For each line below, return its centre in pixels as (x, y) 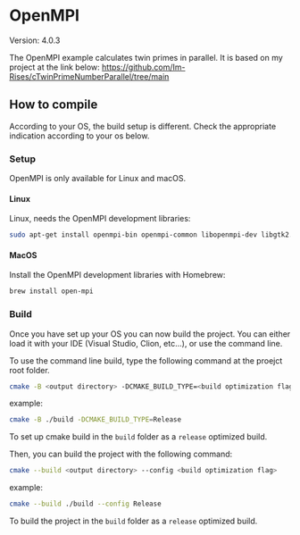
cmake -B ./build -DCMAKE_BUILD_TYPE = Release (95, 420)
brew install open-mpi (51, 291)
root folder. (30, 370)
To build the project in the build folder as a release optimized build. (133, 521)
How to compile (54, 105)
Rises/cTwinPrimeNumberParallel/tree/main (89, 76)
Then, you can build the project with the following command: (121, 454)
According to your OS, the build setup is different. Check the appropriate (143, 126)
